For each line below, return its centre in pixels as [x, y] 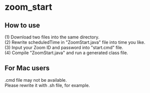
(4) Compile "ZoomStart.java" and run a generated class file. [66, 53]
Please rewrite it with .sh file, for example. [47, 85]
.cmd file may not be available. [36, 80]
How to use [22, 25]
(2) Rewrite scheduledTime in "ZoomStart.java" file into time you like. [75, 42]
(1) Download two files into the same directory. [52, 37]
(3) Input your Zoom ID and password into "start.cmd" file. [64, 47]
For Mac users [27, 68]
